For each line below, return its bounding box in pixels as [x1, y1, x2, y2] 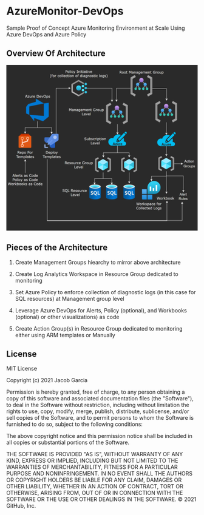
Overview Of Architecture [6, 49, 106, 59]
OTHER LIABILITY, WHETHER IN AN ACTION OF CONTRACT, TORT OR [6, 483, 183, 490]
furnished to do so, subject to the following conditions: [6, 420, 143, 428]
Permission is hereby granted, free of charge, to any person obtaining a [6, 388, 185, 396]
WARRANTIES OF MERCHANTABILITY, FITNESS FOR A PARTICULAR [6, 463, 178, 471]
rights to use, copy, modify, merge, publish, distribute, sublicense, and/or [6, 408, 189, 415]
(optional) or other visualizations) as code [15, 313, 120, 320]
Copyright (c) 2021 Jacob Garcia [6, 377, 88, 384]
